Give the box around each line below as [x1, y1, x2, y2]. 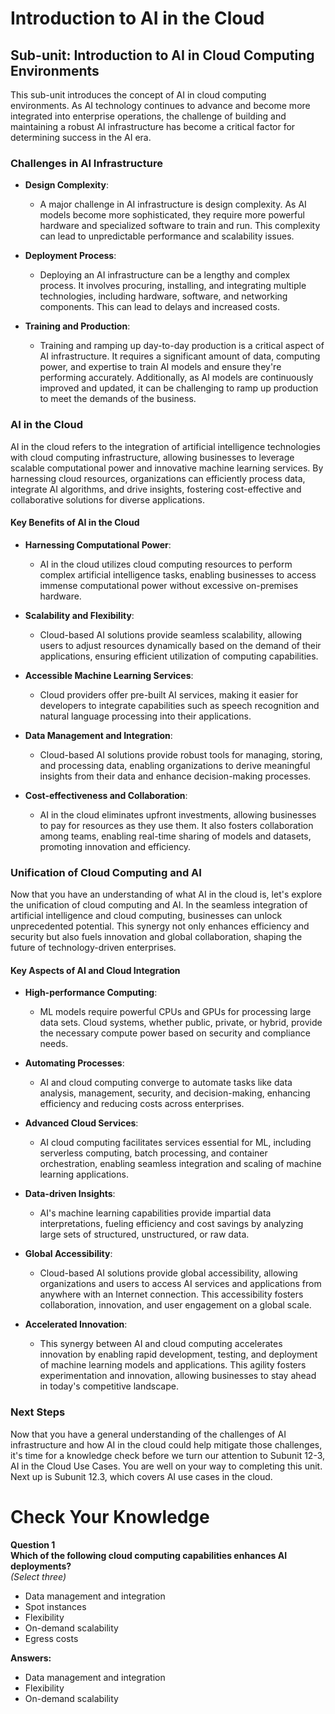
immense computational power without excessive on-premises [39, 579, 299, 591]
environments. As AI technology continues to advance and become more [10, 100, 311, 111]
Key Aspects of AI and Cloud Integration [10, 964, 181, 976]
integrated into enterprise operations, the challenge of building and [10, 110, 287, 122]
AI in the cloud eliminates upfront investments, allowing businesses [39, 808, 317, 821]
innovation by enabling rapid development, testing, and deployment [39, 1348, 318, 1361]
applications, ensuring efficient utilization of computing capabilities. [39, 650, 319, 662]
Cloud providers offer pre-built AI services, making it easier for [39, 688, 299, 701]
